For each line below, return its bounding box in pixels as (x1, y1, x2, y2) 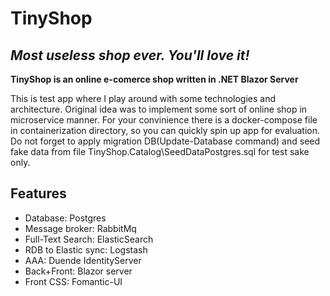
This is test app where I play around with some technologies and (10, 93, 277, 104)
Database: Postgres (24, 212, 107, 224)
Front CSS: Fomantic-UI (24, 275, 123, 287)
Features (10, 185, 67, 202)
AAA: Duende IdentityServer (24, 254, 142, 266)
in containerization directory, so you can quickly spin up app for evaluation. (10, 125, 321, 136)
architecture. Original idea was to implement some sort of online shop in (10, 103, 308, 115)
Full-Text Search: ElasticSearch (24, 233, 154, 245)
